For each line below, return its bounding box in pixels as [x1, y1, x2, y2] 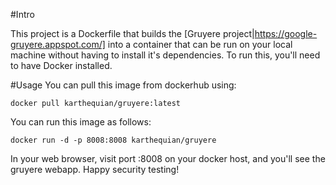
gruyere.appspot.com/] [10, 39, 106, 50]
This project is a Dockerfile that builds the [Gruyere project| [10, 28, 255, 39]
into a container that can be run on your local [107, 39, 293, 50]
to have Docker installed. [10, 60, 113, 71]
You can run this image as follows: [10, 116, 152, 128]
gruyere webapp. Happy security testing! [10, 164, 180, 175]
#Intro [10, 9, 35, 20]
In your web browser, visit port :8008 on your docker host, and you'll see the [10, 153, 326, 164]
